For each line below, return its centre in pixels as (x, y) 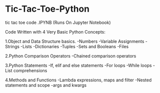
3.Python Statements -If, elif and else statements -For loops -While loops (79, 65)
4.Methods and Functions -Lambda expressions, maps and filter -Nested (78, 80)
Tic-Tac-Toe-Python (47, 9)
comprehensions (30, 70)
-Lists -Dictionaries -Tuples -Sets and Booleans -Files (74, 46)
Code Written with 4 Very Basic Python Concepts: (55, 32)
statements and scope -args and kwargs (46, 85)
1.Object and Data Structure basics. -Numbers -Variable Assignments (75, 41)
